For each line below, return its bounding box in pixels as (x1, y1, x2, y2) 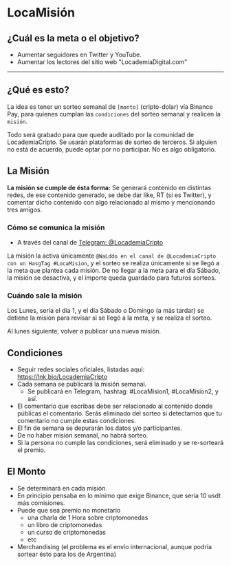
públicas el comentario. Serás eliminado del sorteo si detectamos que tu (16, 409, 222, 418)
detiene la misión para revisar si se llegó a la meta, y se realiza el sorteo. (7, 314, 212, 322)
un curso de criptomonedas (27, 528, 107, 536)
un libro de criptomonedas (27, 520, 102, 528)
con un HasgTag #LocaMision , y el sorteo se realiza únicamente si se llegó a (7, 258, 220, 267)
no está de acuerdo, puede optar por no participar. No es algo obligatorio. (7, 145, 217, 153)
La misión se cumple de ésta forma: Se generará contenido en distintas (7, 183, 212, 192)
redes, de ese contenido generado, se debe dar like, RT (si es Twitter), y (7, 191, 212, 199)
